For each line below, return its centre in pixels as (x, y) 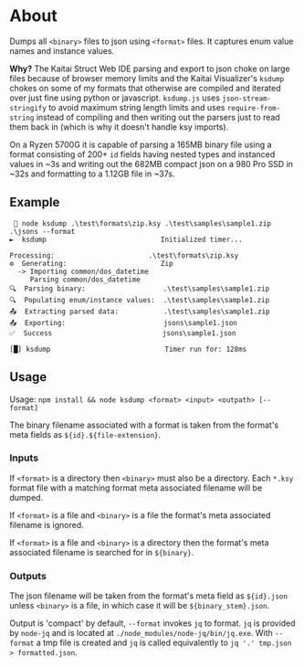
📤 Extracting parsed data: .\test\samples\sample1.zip (140, 312)
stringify (28, 108)
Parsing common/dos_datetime (85, 280)
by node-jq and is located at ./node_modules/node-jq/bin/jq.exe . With (142, 633)
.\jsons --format (42, 231)
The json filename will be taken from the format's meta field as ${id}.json (148, 596)
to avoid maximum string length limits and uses (137, 107)
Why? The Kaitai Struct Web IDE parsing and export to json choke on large (150, 69)
